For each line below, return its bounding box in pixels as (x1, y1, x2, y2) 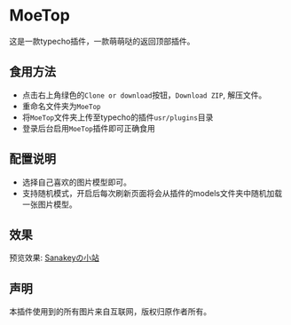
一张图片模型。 (21, 199, 77, 210)
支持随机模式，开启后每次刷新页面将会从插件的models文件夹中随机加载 (21, 187, 282, 198)
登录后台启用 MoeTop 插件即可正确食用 (21, 123, 155, 133)
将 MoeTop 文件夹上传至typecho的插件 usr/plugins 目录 (21, 112, 214, 123)
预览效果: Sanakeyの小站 (9, 252, 100, 263)
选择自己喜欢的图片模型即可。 (21, 177, 131, 187)
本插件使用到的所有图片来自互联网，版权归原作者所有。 (9, 306, 211, 317)
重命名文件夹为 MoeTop (21, 100, 101, 111)
